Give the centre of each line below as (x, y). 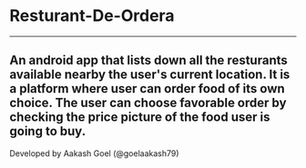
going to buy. (48, 131)
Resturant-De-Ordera (92, 16)
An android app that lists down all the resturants (149, 60)
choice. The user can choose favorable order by (148, 103)
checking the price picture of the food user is (140, 118)
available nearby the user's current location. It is (150, 75)
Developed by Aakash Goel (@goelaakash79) (94, 153)
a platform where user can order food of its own (147, 89)
